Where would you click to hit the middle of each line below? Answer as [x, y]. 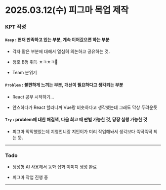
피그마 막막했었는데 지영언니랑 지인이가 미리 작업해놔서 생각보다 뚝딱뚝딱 [82, 131]
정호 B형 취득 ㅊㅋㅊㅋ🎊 [35, 62]
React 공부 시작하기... [33, 96]
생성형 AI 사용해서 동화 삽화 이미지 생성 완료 [55, 167]
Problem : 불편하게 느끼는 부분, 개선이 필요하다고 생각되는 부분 [64, 85]
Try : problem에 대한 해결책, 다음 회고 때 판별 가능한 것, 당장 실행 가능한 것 [76, 120]
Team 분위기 [24, 73]
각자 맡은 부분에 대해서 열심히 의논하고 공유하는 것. [61, 51]
